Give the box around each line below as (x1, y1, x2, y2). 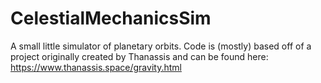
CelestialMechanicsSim (10, 7, 212, 30)
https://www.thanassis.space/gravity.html (10, 61, 182, 73)
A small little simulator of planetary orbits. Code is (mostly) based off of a (10, 40, 312, 52)
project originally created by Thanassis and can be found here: (10, 50, 269, 62)
